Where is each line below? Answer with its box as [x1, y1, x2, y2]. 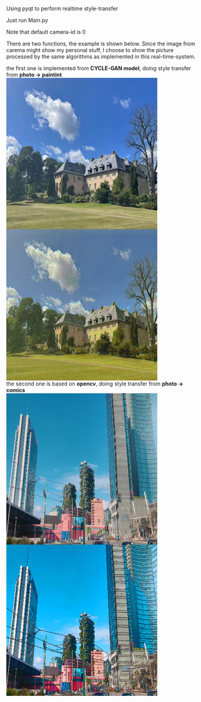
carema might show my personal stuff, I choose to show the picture [6, 47, 174, 54]
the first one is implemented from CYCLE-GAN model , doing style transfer [6, 65, 191, 72]
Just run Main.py [6, 17, 48, 24]
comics [6, 387, 25, 394]
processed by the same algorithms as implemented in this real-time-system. [6, 53, 196, 61]
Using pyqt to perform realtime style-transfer [6, 5, 118, 12]
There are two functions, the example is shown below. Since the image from [6, 40, 195, 47]
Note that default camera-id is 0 [6, 28, 86, 36]
